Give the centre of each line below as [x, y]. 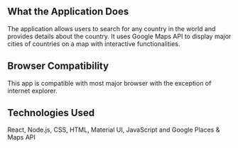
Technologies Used [51, 113]
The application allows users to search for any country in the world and [112, 28]
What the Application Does [68, 12]
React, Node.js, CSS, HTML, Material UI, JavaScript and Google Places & [114, 130]
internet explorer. [33, 91]
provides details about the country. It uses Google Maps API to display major [119, 36]
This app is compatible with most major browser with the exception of [109, 83]
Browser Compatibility [58, 66]
